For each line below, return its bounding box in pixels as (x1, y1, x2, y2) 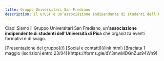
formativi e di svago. (5, 35, 46, 41)
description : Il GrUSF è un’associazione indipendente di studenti (5, 12, 145, 17)
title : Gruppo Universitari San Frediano (5, 7, 91, 12)
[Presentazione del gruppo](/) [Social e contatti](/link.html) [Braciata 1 (5, 45, 145, 51)
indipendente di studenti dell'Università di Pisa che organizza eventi (5, 30, 145, 36)
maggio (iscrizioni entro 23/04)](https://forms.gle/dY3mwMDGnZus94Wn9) (5, 50, 158, 56)
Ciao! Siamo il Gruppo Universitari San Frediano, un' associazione (5, 25, 137, 31)
